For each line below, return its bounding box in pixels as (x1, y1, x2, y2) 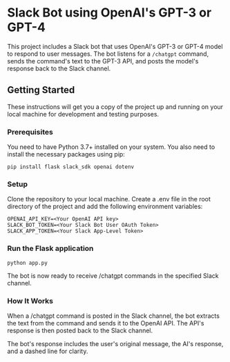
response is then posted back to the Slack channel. (7, 326, 153, 334)
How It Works (7, 296, 54, 305)
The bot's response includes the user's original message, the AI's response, (7, 339, 224, 348)
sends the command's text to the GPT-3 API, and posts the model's (7, 57, 199, 65)
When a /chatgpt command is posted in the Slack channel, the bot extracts (7, 312, 220, 320)
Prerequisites (7, 127, 53, 137)
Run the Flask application (7, 243, 94, 253)
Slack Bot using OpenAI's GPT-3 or (7, 5, 212, 21)
